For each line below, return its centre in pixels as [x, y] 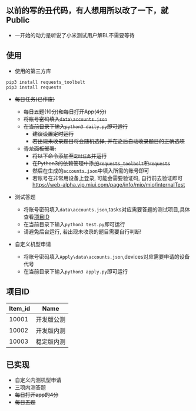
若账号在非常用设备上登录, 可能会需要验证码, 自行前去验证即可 [107, 178]
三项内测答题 [30, 387]
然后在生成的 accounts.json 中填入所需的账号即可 [91, 171]
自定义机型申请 [33, 244]
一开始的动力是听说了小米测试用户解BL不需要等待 [74, 35]
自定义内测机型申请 [38, 380]
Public [18, 20]
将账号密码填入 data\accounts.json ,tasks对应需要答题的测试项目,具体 [107, 209]
